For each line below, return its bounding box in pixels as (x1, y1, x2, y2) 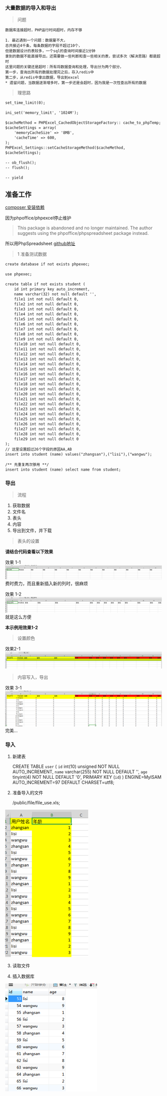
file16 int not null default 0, (14, 372, 81, 377)
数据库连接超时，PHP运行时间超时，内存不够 (5, 27, 83, 33)
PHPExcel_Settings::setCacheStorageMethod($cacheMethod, (5, 145, 126, 150)
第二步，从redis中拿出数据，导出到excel (5, 75, 80, 80)
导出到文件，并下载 (12, 528, 52, 534)
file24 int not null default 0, (14, 412, 81, 417)
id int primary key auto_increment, (14, 287, 90, 292)
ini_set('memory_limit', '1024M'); (5, 110, 79, 115)
